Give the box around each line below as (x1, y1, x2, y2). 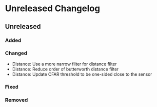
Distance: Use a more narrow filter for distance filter (12, 61, 117, 67)
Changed (5, 50, 28, 56)
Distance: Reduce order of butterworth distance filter (12, 66, 118, 72)
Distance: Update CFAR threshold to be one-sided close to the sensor (12, 71, 153, 77)
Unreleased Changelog (5, 3, 100, 14)
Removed (5, 96, 28, 103)
